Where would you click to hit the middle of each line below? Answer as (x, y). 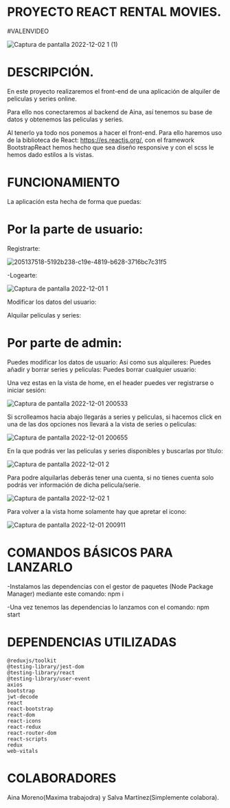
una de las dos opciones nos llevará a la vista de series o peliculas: (102, 424)
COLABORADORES (62, 778)
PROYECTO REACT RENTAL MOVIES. (114, 12)
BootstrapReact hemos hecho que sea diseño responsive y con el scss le (111, 147)
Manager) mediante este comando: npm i (66, 594)
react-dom (21, 715)
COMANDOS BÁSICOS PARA (90, 552)
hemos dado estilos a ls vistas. (50, 154)
